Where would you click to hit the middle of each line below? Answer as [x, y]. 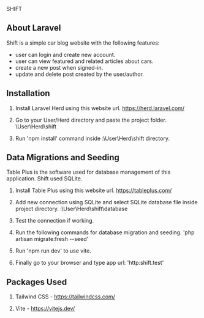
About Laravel [34, 28]
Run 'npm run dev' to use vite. [53, 251]
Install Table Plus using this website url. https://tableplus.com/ [93, 190]
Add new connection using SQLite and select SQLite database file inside [106, 202]
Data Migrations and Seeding [63, 157]
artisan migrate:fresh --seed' [52, 239]
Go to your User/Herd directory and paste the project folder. [91, 120]
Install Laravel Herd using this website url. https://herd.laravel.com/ [100, 108]
